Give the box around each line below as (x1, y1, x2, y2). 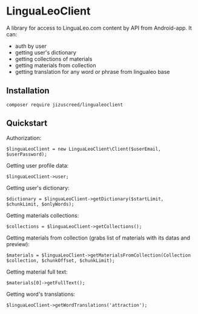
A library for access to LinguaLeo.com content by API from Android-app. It (6, 24, 192, 31)
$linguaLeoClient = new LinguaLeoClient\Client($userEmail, (6, 146, 162, 152)
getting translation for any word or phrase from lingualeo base (15, 68, 171, 75)
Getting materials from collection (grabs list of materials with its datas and (6, 234, 191, 241)
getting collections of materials (15, 55, 93, 62)
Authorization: (6, 134, 42, 142)
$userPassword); (6, 151, 47, 157)
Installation (6, 86, 50, 96)
